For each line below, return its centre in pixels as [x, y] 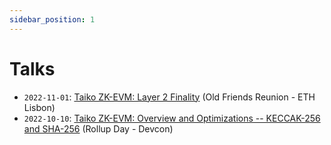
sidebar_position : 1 [52, 19]
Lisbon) [39, 107]
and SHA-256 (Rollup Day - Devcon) [98, 128]
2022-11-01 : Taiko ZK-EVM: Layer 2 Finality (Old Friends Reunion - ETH [169, 97]
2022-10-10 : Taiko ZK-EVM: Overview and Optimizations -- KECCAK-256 [172, 118]
